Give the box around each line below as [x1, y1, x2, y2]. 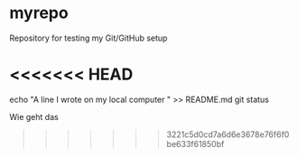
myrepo [9, 3, 70, 23]
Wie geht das [9, 111, 59, 122]
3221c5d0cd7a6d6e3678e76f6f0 [166, 129, 290, 140]
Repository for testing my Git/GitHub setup [9, 32, 168, 43]
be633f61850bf [166, 138, 225, 149]
